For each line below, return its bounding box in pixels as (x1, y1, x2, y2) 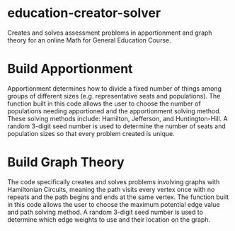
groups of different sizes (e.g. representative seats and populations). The (7, 91, 221, 100)
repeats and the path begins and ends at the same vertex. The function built (7, 193, 229, 201)
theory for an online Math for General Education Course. (7, 35, 171, 44)
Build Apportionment (7, 61, 133, 77)
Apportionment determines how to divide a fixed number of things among (7, 84, 222, 93)
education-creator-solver (7, 5, 161, 21)
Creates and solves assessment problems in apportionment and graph (7, 28, 212, 37)
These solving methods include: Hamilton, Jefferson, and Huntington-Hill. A (7, 114, 228, 123)
